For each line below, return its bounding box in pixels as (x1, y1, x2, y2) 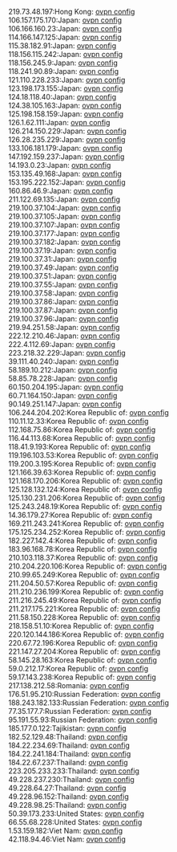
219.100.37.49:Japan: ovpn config (8, 263, 119, 272)
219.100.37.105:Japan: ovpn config (8, 212, 121, 221)
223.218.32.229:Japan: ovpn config (8, 349, 126, 357)
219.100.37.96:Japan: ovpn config (8, 314, 119, 324)
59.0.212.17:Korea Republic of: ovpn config (8, 664, 149, 673)
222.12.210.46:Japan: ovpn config (8, 331, 120, 340)
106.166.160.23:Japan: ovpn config (8, 24, 123, 33)
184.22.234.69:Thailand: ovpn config (8, 740, 131, 750)
